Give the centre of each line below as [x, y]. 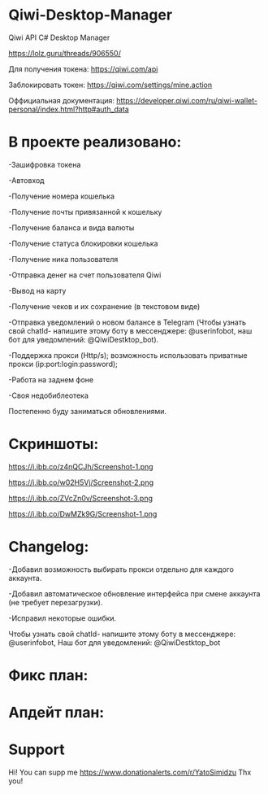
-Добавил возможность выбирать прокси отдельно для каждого [121, 569]
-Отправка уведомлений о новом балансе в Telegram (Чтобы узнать [127, 322]
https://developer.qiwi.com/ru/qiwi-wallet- [187, 100]
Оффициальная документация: [62, 100]
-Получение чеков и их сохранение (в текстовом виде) [104, 306]
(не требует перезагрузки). [56, 602]
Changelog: [49, 547]
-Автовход [26, 180]
